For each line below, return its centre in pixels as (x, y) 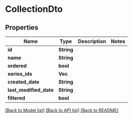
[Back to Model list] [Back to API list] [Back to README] (62, 110)
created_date (23, 82)
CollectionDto (34, 9)
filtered (17, 98)
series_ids (20, 74)
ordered (17, 66)
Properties (22, 28)
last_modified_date (31, 90)
